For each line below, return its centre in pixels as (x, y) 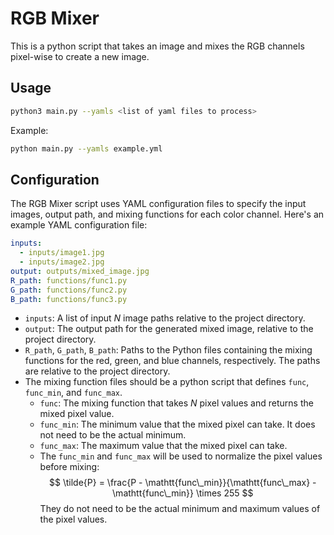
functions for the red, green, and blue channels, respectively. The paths (172, 361)
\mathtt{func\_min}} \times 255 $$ (183, 493)
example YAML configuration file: (79, 225)
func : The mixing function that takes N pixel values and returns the (176, 403)
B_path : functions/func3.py (69, 299)
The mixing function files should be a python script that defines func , (167, 382)
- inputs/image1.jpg (62, 253)
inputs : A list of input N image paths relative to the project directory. (165, 318)
